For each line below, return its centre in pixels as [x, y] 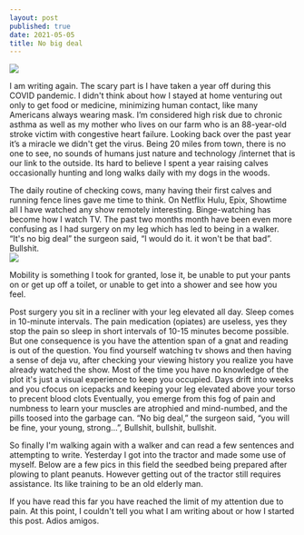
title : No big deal [46, 43]
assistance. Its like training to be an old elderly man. [107, 484]
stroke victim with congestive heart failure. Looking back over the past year [151, 134]
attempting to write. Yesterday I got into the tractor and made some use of [148, 455]
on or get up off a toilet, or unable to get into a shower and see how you [143, 285]
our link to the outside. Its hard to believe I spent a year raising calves [139, 163]
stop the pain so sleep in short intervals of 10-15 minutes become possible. [149, 332]
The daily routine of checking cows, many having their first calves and [141, 191]
